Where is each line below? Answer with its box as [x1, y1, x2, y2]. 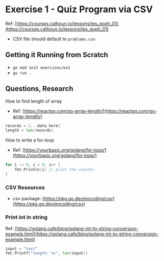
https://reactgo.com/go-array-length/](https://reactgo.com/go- [24, 108, 157, 114]
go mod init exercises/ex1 [12, 65, 71, 70]
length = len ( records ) [5, 128, 54, 133]
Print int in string [5, 213, 48, 221]
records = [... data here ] [5, 123, 60, 128]
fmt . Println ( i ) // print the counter [14, 167, 95, 172]
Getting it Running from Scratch [5, 51, 108, 59]
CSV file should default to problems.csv [12, 36, 96, 42]
